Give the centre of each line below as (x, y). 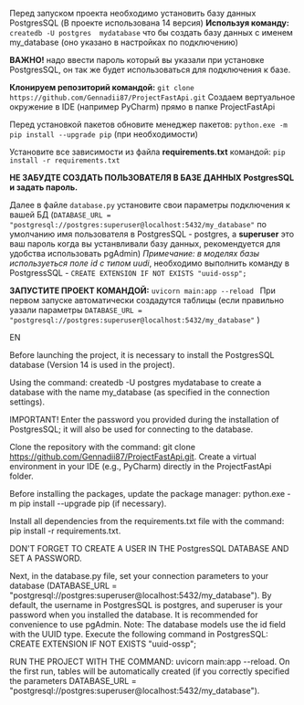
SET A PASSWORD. (46, 558)
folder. (21, 476)
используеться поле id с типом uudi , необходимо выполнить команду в (150, 263)
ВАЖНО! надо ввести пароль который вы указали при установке (137, 60)
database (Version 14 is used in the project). (92, 365)
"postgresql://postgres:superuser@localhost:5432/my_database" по (138, 224)
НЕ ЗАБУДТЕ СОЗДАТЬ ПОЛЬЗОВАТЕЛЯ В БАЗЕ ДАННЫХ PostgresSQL (152, 178)
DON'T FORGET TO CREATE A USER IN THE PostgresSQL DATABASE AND (149, 548)
